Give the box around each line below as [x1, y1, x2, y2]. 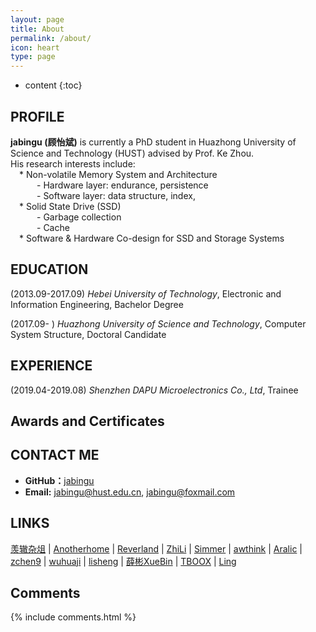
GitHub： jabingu [24, 474, 95, 486]
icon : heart [10, 42, 60, 53]
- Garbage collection [36, 211, 122, 223]
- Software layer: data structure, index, [36, 189, 196, 201]
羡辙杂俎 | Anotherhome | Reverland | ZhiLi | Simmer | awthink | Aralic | [10, 542, 303, 555]
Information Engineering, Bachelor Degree [10, 298, 184, 310]
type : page [10, 52, 56, 62]
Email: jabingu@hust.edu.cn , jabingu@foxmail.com [24, 486, 236, 498]
